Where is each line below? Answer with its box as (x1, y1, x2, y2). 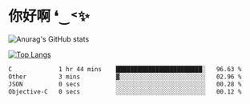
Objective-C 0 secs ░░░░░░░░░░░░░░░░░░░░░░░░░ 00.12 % (8, 87, 242, 96)
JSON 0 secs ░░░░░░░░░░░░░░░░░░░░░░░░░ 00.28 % (8, 80, 242, 88)
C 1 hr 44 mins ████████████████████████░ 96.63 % (8, 65, 242, 73)
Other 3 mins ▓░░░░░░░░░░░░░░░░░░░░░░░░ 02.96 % (8, 73, 242, 81)
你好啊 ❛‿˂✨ (8, 7, 90, 26)
